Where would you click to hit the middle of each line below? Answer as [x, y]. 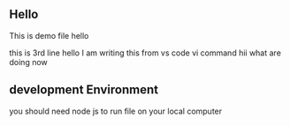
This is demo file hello [49, 35]
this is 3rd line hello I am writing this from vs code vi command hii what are [145, 53]
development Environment [84, 90]
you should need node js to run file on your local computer [116, 111]
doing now [29, 62]
